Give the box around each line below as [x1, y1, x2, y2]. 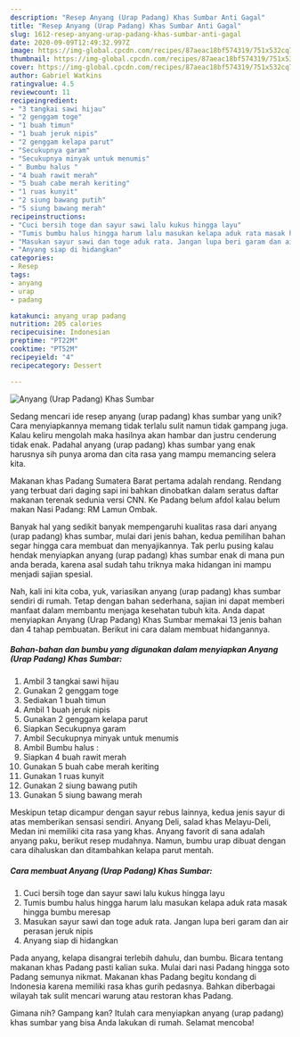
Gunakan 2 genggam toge [22, 685, 119, 696]
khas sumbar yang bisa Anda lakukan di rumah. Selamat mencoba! [10, 1017, 255, 1028]
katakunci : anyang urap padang [10, 311, 126, 320]
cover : [10, 63, 35, 72]
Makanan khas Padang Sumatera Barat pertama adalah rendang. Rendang [10, 475, 282, 486]
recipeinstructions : [10, 212, 87, 221]
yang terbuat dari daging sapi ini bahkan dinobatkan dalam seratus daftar [10, 485, 280, 495]
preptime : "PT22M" [10, 336, 78, 345]
